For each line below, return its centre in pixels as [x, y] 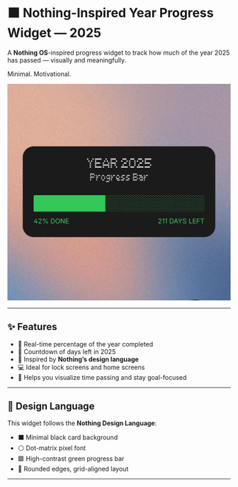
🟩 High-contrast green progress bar [71, 459]
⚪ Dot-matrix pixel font [52, 448]
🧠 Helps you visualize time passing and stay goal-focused [102, 377]
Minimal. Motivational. [39, 74]
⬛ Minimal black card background [68, 437]
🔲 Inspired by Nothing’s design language [78, 359]
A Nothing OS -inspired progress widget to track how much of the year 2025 [119, 53]
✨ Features [32, 327]
